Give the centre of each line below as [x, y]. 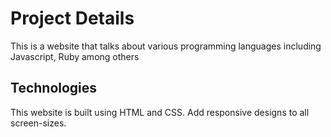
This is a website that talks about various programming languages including [166, 46]
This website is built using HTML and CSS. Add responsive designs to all [160, 112]
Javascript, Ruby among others [75, 56]
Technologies [54, 88]
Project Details [72, 18]
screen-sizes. [38, 123]
